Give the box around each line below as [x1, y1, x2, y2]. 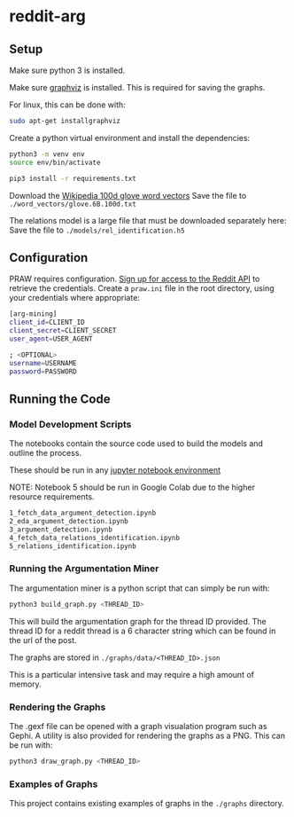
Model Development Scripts [9, 418, 132, 430]
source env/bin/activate [9, 158, 101, 167]
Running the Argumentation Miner [9, 562, 159, 575]
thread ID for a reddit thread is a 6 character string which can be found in [9, 625, 276, 636]
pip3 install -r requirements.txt [9, 174, 137, 183]
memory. [9, 679, 42, 689]
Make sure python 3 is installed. [9, 65, 126, 75]
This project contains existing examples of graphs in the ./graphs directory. [9, 798, 285, 809]
